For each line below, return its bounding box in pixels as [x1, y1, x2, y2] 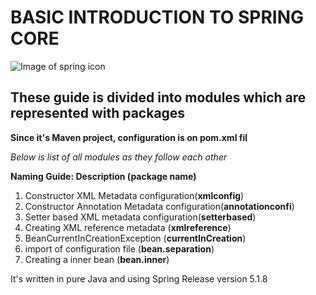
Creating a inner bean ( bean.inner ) [24, 253, 170, 265]
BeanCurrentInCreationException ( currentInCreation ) [24, 232, 247, 244]
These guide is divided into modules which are [10, 89, 307, 106]
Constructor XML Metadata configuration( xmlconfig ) [24, 189, 245, 201]
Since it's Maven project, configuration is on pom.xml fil [10, 131, 248, 143]
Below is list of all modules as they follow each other [10, 151, 228, 163]
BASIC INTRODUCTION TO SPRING [10, 6, 305, 29]
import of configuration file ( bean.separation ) [24, 242, 215, 255]
